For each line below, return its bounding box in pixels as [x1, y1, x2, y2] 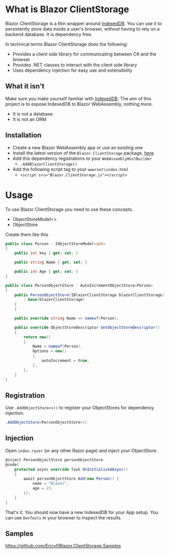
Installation [5, 131, 42, 140]
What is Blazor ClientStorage [5, 4, 129, 15]
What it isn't [5, 82, 45, 91]
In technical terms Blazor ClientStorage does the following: [5, 41, 128, 47]
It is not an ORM [12, 116, 47, 122]
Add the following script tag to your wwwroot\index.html [12, 166, 129, 172]
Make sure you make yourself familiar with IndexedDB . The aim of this [5, 95, 151, 101]
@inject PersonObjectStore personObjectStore [5, 457, 103, 462]
